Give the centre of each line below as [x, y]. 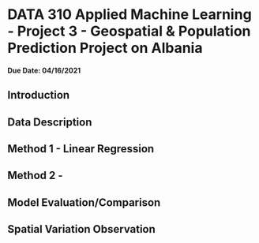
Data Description [50, 122]
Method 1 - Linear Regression [81, 149]
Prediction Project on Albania [105, 48]
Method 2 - [36, 176]
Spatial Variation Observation [81, 229]
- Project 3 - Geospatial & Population [129, 31]
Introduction [39, 95]
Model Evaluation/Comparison [84, 202]
